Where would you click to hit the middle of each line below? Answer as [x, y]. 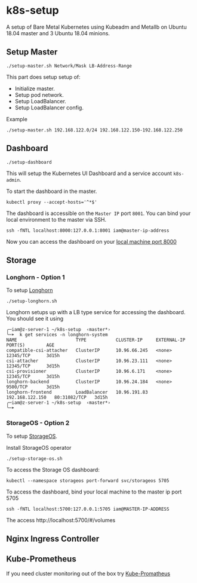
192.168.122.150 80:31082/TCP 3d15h [57, 398]
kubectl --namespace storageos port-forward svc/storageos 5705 [88, 481]
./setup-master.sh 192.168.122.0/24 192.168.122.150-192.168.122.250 [95, 130]
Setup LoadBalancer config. [49, 108]
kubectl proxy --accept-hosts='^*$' [52, 202]
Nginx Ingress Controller [53, 538]
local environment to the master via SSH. [56, 219]
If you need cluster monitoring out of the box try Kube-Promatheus [88, 573]
